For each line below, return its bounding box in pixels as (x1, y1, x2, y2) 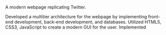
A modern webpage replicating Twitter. (5, 4, 86, 10)
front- (148, 14, 160, 19)
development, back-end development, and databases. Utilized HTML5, (14, 19, 161, 25)
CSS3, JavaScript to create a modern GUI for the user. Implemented (5, 24, 146, 30)
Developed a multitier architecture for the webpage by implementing (5, 14, 147, 19)
